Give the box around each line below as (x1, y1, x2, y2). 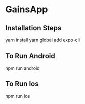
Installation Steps (5, 24, 62, 32)
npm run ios (5, 93, 30, 99)
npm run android (5, 65, 40, 71)
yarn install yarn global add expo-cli (5, 37, 80, 43)
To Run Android (5, 51, 55, 60)
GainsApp (5, 4, 48, 15)
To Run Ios (5, 80, 39, 88)
